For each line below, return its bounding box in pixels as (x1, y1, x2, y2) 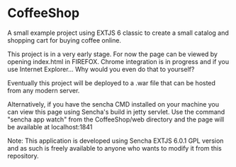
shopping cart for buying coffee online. (7, 36, 122, 44)
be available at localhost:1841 (7, 122, 93, 131)
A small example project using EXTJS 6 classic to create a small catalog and (7, 28, 229, 37)
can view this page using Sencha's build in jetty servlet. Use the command (7, 107, 225, 116)
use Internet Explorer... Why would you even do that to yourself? (7, 65, 195, 73)
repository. (7, 151, 39, 160)
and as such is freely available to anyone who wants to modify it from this (7, 144, 222, 152)
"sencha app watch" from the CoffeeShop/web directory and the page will (7, 115, 225, 124)
